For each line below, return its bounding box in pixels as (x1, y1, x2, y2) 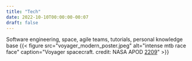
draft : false (6, 20, 39, 25)
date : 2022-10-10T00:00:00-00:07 (6, 14, 89, 20)
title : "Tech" (6, 8, 41, 15)
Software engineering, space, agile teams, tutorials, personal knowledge (6, 36, 183, 43)
